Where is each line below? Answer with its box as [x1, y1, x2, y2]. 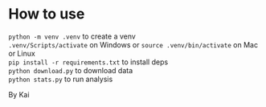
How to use [8, 5, 85, 23]
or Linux [8, 48, 36, 58]
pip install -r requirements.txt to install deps [8, 57, 169, 67]
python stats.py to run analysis [8, 74, 113, 84]
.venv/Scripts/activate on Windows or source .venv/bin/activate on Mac [8, 39, 259, 49]
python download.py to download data [8, 65, 133, 75]
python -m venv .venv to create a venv [8, 31, 137, 41]
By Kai [8, 89, 30, 99]
